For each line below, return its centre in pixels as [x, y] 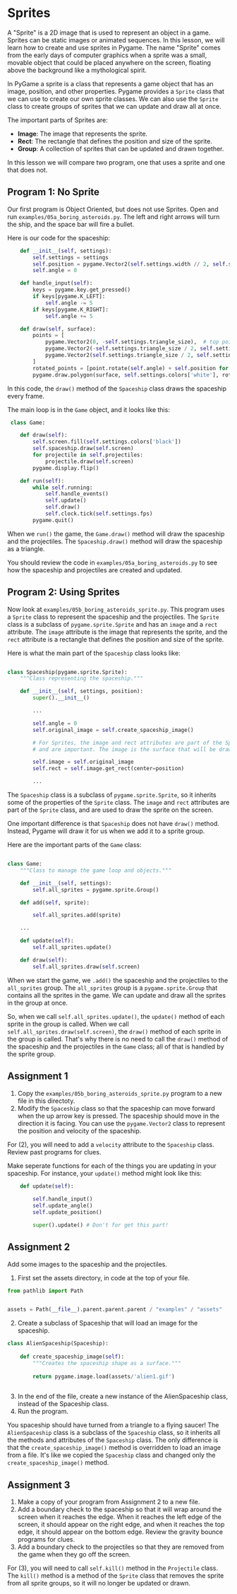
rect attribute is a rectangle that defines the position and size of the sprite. [116, 639]
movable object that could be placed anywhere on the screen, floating [109, 62]
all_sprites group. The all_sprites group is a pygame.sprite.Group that [113, 988]
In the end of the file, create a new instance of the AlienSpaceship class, [122, 1396]
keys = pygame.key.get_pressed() [82, 290]
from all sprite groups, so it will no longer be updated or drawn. [99, 1583]
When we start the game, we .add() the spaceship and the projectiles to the [118, 980]
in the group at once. [38, 1003]
